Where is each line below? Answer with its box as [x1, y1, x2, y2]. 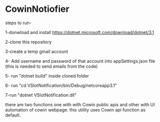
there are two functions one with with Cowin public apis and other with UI [5, 101, 155, 107]
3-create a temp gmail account [5, 48, 68, 54]
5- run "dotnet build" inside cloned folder [5, 73, 89, 79]
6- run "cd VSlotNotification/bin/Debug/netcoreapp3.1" [5, 82, 117, 88]
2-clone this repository [5, 39, 52, 45]
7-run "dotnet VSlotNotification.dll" [5, 92, 77, 98]
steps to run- [5, 20, 32, 26]
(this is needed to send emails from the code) [5, 63, 98, 69]
